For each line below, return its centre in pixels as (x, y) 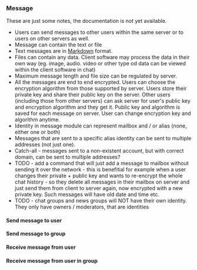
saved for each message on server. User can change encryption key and (103, 113)
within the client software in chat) (55, 70)
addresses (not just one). (45, 144)
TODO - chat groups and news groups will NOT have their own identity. (101, 201)
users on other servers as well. (52, 39)
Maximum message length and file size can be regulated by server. (96, 76)
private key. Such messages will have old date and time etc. (87, 194)
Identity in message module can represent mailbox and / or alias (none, (101, 126)
